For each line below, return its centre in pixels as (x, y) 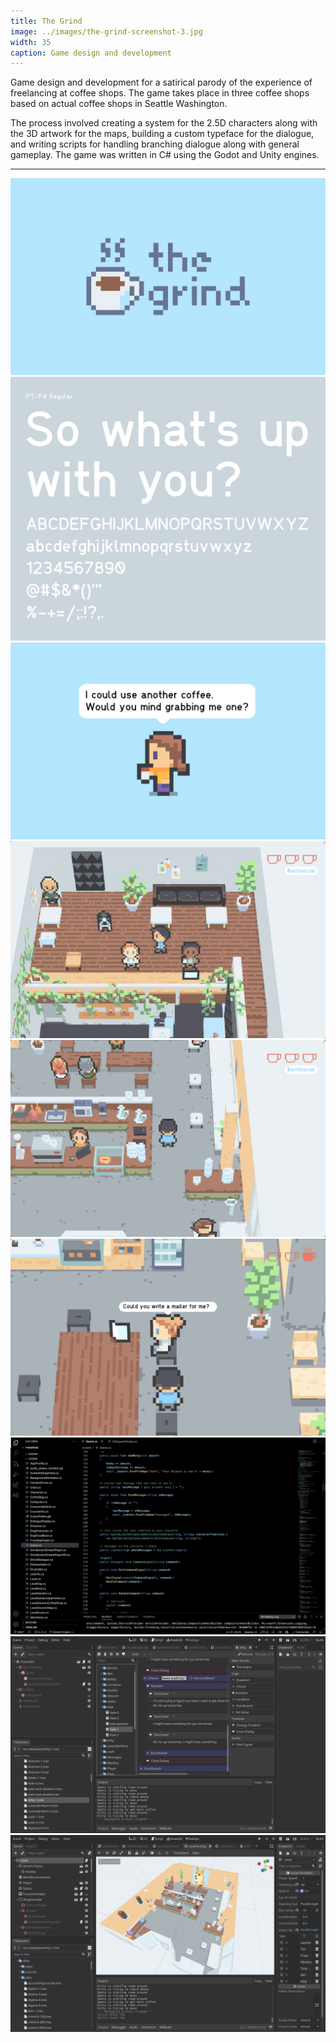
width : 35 (31, 42)
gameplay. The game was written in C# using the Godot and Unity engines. (165, 155)
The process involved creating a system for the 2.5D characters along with (164, 123)
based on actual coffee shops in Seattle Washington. (119, 104)
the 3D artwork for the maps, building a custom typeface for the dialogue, (162, 134)
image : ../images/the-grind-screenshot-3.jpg (106, 31)
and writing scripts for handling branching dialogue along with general (155, 144)
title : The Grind (46, 21)
